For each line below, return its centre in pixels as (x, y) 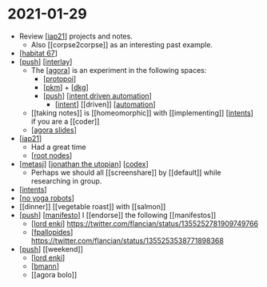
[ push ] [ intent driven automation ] (98, 95)
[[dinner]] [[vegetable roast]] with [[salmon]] (92, 206)
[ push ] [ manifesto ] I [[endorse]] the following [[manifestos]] (118, 215)
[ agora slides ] (54, 130)
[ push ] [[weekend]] (51, 249)
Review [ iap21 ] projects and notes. (76, 36)
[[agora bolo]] (54, 274)
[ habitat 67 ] (38, 53)
